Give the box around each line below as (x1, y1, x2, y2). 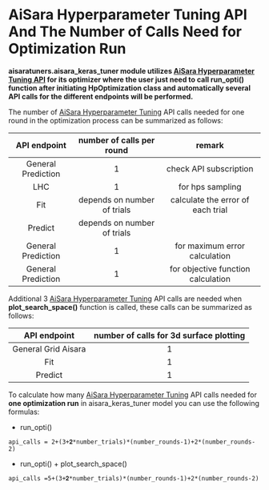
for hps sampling (178, 181, 242, 192)
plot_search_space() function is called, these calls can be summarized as (8, 302, 252, 311)
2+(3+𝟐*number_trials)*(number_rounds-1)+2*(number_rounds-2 (50, 438, 256, 446)
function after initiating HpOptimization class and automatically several (8, 82, 251, 93)
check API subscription (167, 163, 254, 174)
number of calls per (78, 135, 155, 146)
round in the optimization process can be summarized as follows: (8, 115, 223, 125)
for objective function (169, 263, 251, 274)
